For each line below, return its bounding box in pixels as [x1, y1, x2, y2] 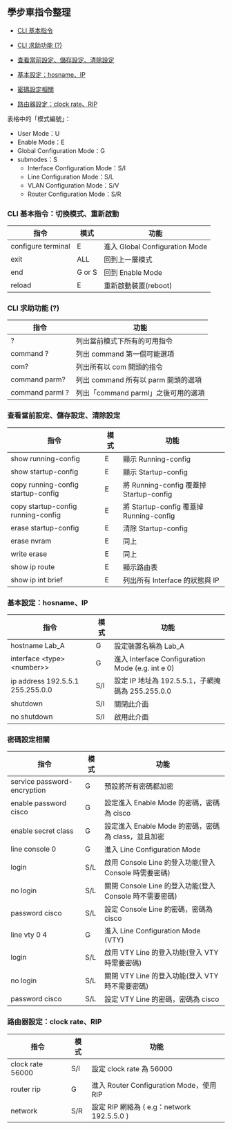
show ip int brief [10, 575, 64, 584]
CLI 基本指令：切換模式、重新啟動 [7, 208, 119, 218]
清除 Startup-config [123, 523, 188, 533]
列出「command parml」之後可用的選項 [75, 388, 205, 398]
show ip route [10, 562, 55, 571]
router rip [10, 1084, 41, 1094]
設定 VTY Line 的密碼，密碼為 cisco [104, 994, 220, 1004]
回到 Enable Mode [103, 268, 162, 278]
